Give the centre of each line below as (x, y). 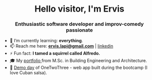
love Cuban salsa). (28, 73)
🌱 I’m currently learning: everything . (46, 41)
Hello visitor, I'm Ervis (79, 9)
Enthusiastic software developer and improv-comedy (79, 24)
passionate (79, 30)
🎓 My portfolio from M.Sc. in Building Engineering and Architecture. (78, 61)
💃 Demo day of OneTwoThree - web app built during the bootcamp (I (78, 68)
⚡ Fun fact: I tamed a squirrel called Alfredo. (55, 53)
